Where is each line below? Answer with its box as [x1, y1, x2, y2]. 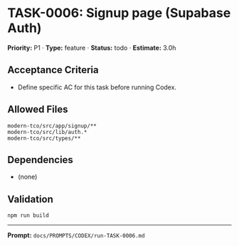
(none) [17, 172, 38, 181]
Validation [7, 193, 53, 205]
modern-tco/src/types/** [7, 135, 81, 142]
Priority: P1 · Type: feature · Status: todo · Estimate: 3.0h [7, 43, 176, 52]
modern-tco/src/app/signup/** [7, 122, 97, 129]
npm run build [7, 212, 50, 219]
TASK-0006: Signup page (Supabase [7, 5, 231, 21]
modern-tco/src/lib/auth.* [7, 128, 87, 135]
